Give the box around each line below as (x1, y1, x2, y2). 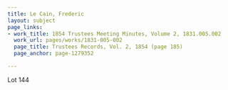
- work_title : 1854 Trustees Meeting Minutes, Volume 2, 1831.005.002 (7, 30, 222, 38)
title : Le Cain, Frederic (7, 10, 84, 18)
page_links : (7, 23, 43, 30)
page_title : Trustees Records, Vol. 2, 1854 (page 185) (14, 43, 183, 50)
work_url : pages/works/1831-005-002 (14, 37, 123, 44)
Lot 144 (7, 75, 30, 84)
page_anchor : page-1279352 (14, 50, 94, 57)
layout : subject (7, 17, 56, 24)
